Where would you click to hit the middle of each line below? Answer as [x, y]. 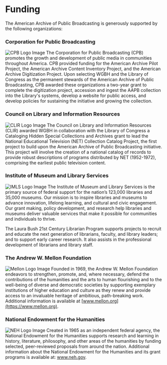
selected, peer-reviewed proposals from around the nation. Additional [77, 346]
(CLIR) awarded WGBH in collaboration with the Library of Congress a [77, 130]
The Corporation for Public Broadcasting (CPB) [95, 53]
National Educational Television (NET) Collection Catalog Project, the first [81, 141]
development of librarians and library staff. [49, 245]
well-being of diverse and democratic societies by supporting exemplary [80, 285]
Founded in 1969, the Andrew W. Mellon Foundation [104, 269]
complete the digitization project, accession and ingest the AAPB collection [83, 90]
